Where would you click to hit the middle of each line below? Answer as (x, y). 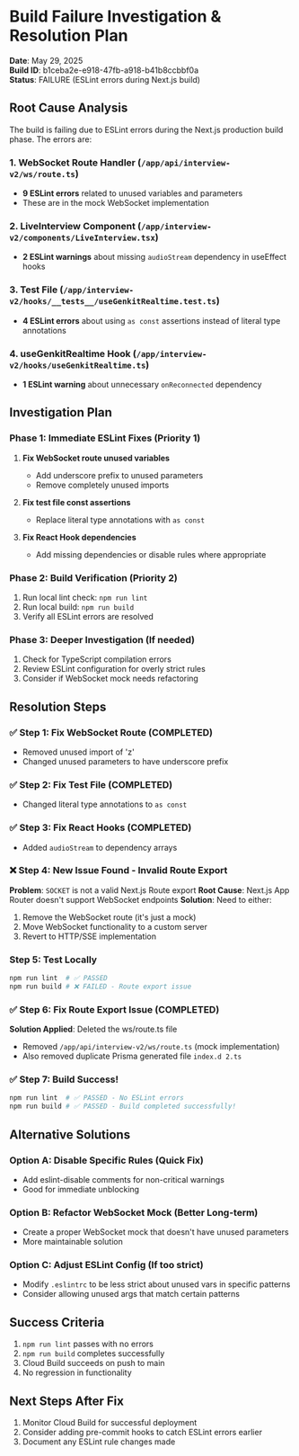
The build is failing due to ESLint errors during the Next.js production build (146, 130)
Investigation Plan (61, 412)
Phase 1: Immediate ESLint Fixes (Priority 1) (105, 438)
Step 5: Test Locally (53, 960)
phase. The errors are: (51, 139)
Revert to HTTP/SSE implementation (89, 936)
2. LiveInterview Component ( (75, 226)
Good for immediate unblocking (81, 1189)
